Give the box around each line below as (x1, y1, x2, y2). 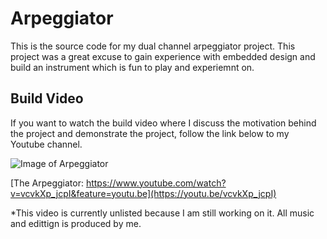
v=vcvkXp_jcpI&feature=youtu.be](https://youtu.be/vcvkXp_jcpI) (10, 187, 277, 199)
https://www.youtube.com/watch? (85, 177, 227, 189)
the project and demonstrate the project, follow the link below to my (10, 127, 290, 139)
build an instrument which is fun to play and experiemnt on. (10, 61, 255, 73)
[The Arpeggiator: (10, 177, 84, 189)
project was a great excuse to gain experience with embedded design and (10, 50, 316, 62)
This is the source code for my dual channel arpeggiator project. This (10, 40, 296, 52)
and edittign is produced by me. (10, 217, 142, 229)
